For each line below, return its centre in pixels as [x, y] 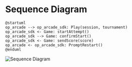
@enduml [13, 49]
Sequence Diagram [46, 9]
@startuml [16, 23]
